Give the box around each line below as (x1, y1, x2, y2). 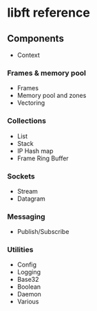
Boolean (17, 283, 41, 291)
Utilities (7, 245, 34, 255)
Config (17, 260, 36, 269)
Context (17, 51, 40, 59)
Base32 (17, 276, 39, 284)
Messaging (7, 212, 46, 221)
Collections (7, 116, 47, 126)
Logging (17, 268, 41, 276)
